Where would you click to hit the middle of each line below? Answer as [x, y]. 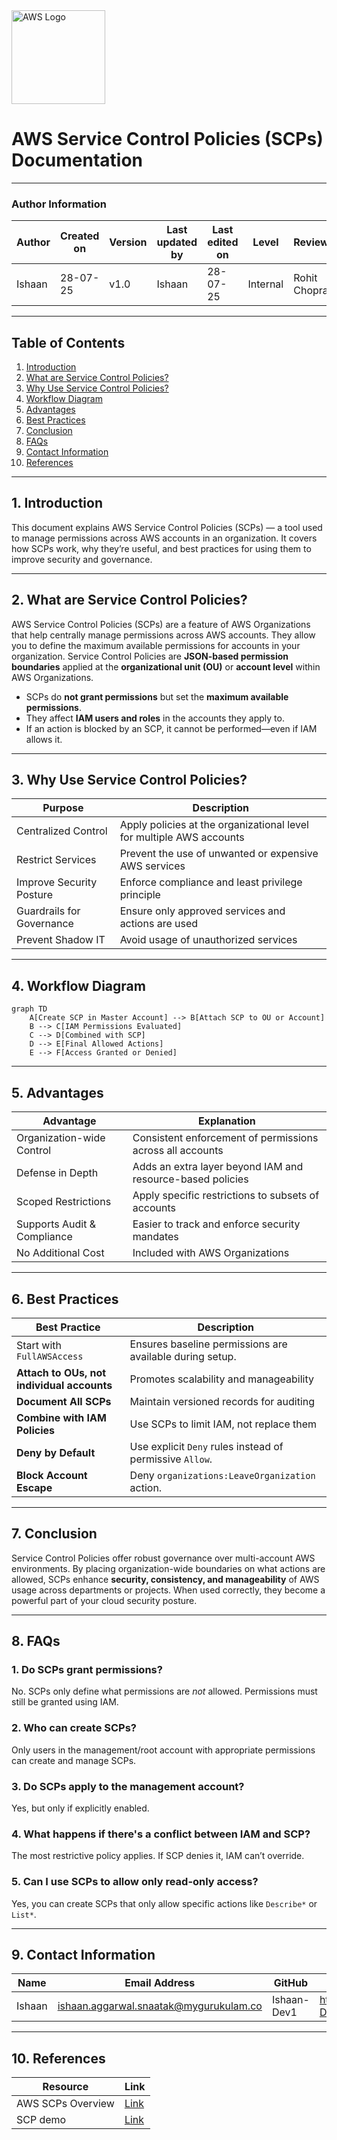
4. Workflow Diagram [78, 985]
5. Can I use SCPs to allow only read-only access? [135, 1882]
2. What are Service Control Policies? [129, 600]
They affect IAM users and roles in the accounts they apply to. [155, 718]
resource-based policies [190, 1179]
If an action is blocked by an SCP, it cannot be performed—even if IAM [171, 728]
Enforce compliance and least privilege [211, 882]
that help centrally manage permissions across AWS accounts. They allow [163, 635]
